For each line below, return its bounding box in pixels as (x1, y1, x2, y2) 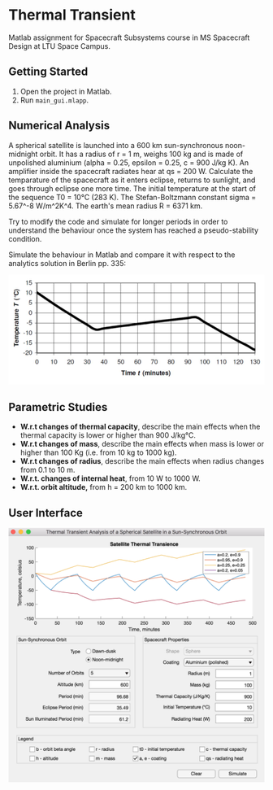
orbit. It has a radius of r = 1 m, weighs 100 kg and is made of (39, 149, 244, 159)
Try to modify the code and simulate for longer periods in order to (8, 216, 228, 226)
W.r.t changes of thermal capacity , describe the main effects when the (19, 421, 261, 432)
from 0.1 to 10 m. (19, 465, 76, 475)
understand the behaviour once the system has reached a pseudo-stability (8, 225, 258, 235)
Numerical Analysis (8, 119, 110, 133)
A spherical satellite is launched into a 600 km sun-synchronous (8, 140, 223, 150)
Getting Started (8, 65, 89, 79)
